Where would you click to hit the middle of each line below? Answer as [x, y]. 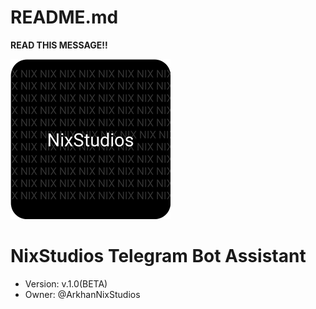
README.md [64, 17]
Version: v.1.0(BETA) [66, 283]
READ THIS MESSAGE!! [59, 45]
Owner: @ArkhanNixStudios [82, 294]
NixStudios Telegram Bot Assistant [158, 256]
